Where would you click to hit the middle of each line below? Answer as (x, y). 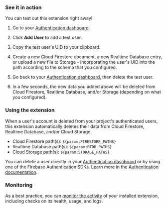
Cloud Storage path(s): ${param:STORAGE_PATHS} (61, 152)
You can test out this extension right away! (49, 18)
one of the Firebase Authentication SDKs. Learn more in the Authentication (82, 167)
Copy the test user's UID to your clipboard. (56, 47)
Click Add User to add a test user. (47, 38)
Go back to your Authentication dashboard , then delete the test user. (83, 77)
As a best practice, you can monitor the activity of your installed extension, (82, 196)
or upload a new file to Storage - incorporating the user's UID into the (84, 62)
